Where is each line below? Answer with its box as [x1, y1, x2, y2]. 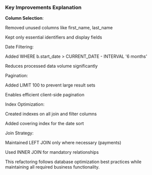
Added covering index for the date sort [5, 121, 84, 127]
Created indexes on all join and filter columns [5, 111, 97, 117]
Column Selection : [5, 15, 44, 21]
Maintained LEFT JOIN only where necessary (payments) [5, 140, 121, 146]
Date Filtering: [5, 44, 34, 50]
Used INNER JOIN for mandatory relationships [5, 149, 99, 155]
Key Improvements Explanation [5, 4, 82, 11]
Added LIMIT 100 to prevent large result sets [5, 82, 95, 88]
